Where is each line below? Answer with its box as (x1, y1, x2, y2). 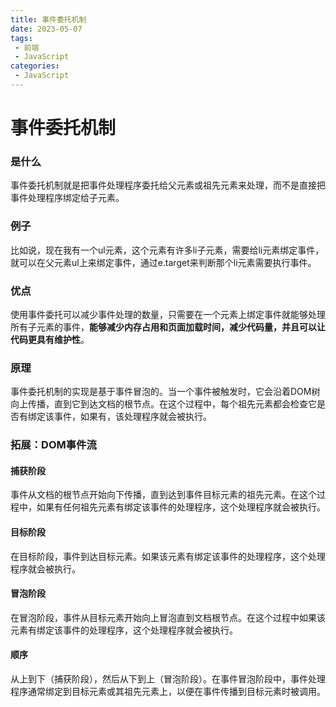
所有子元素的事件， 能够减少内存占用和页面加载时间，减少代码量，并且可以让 (10, 321, 326, 333)
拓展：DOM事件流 (10, 438, 97, 452)
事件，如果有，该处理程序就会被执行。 (53, 411, 212, 423)
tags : (10, 33, 33, 43)
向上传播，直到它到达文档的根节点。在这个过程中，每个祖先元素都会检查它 (10, 398, 317, 410)
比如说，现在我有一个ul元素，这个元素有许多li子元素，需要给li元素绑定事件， (10, 244, 325, 256)
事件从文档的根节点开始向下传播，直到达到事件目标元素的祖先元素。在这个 (10, 489, 317, 501)
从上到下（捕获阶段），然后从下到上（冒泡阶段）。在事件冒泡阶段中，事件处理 (10, 672, 326, 685)
